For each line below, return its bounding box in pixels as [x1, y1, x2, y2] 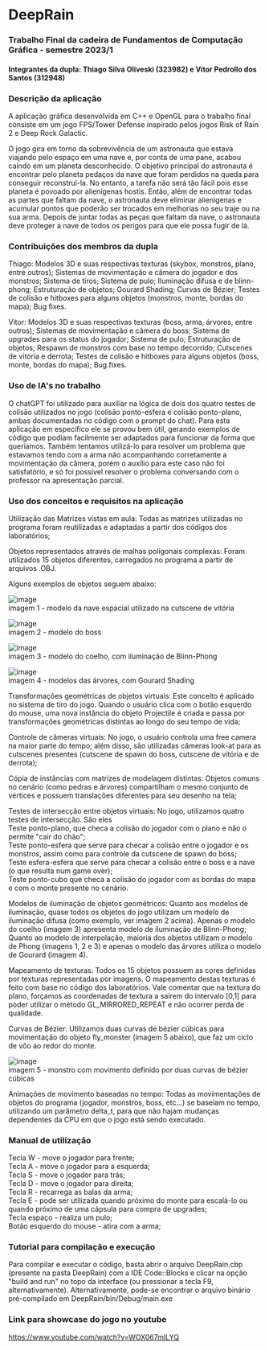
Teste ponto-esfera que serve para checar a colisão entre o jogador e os [8, 840, 249, 850]
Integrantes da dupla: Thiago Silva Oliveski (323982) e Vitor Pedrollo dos [8, 64, 257, 74]
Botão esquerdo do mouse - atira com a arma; [8, 1221, 161, 1231]
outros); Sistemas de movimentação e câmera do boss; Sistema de [8, 326, 230, 335]
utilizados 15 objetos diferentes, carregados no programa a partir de [8, 555, 234, 564]
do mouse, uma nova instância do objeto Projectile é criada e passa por [8, 708, 245, 717]
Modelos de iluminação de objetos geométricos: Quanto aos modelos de [8, 898, 249, 908]
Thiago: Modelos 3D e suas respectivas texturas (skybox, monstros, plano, [8, 259, 256, 269]
